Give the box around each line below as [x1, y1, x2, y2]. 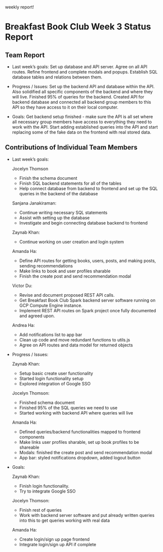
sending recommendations [19, 263, 73, 268]
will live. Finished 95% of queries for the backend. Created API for [12, 94, 145, 99]
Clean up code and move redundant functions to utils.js [19, 337, 130, 343]
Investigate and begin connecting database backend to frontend [19, 220, 148, 226]
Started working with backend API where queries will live [19, 410, 133, 416]
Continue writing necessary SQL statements [19, 209, 108, 215]
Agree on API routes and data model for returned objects [19, 342, 133, 348]
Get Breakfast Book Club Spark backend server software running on [19, 297, 156, 303]
